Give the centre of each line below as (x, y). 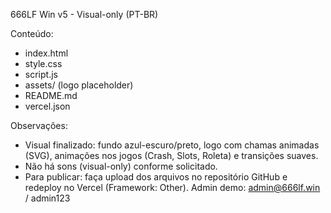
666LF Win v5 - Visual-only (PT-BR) (84, 14)
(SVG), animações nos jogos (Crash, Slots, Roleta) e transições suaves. (171, 155)
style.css (43, 63)
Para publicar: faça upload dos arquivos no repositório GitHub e (156, 177)
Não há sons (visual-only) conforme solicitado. (121, 166)
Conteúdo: (32, 33)
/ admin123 (47, 198)
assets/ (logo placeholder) (79, 85)
